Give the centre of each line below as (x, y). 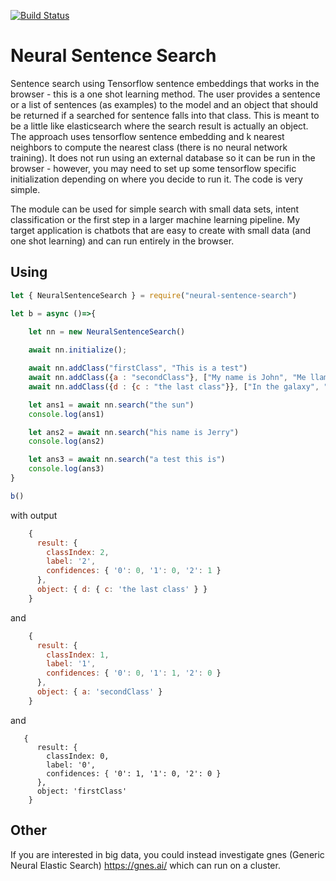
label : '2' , (71, 561)
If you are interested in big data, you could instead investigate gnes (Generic (167, 854)
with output (34, 515)
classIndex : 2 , (78, 552)
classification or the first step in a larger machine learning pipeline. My (155, 219)
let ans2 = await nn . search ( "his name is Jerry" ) (134, 432)
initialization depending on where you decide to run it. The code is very (156, 179)
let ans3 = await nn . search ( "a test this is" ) (127, 460)
